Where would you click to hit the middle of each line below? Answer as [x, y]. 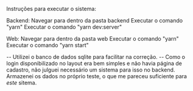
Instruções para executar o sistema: [51, 9]
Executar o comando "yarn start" [48, 45]
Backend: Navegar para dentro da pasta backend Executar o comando [95, 20]
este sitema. [22, 83]
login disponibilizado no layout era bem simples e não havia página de [94, 63]
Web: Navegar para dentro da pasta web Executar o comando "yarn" [93, 39]
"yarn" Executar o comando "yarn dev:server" [64, 27]
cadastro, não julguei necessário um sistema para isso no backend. [91, 70]
